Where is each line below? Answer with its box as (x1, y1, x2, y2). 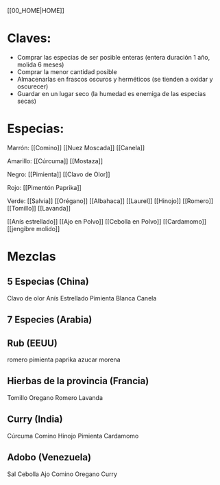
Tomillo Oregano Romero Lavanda (7, 393, 103, 401)
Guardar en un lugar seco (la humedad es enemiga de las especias (16, 89, 206, 97)
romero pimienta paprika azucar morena (7, 355, 121, 364)
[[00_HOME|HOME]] (7, 7, 65, 14)
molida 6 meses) (16, 60, 64, 69)
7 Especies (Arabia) (7, 314, 93, 326)
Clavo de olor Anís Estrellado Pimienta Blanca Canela (7, 294, 157, 302)
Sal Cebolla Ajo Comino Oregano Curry (7, 470, 118, 478)
